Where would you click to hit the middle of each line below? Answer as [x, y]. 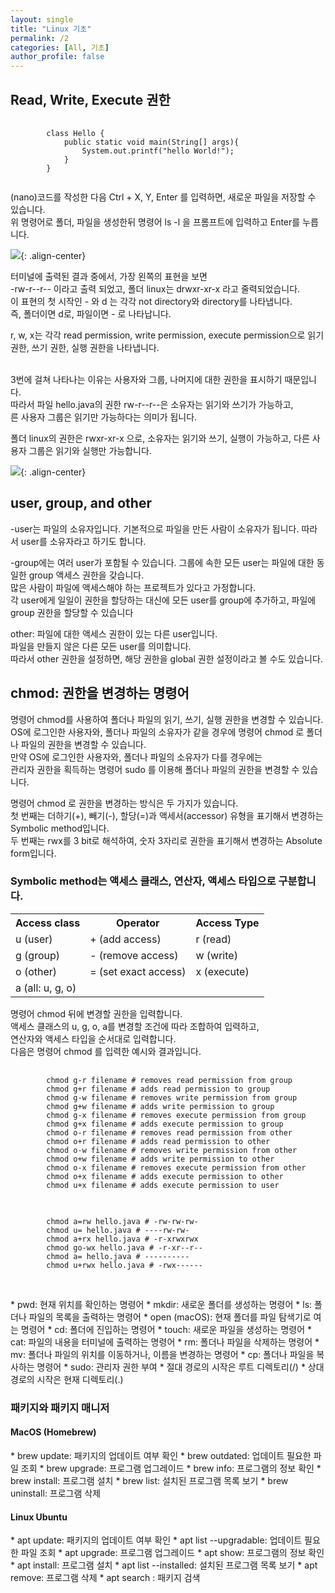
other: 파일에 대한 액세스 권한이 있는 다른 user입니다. [114, 633]
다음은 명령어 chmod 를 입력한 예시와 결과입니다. [106, 1051]
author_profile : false [57, 57]
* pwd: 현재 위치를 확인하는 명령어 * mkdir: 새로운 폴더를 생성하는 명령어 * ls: [161, 1304]
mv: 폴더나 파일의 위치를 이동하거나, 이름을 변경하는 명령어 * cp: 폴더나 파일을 [162, 1354]
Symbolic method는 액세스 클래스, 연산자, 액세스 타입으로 [143, 881]
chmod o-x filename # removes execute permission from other [176, 1167]
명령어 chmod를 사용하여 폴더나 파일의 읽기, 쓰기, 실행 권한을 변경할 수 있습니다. [167, 719]
